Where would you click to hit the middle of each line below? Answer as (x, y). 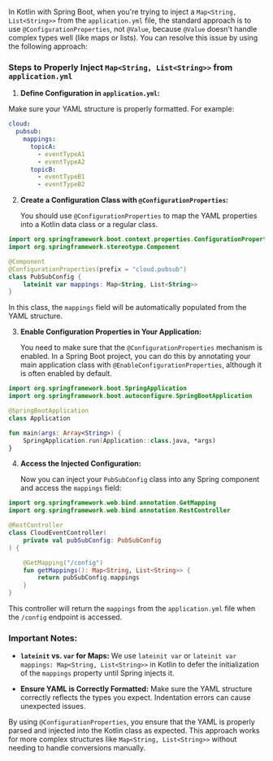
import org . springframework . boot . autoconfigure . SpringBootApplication (130, 396)
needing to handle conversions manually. (77, 748)
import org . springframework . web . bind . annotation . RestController (119, 511)
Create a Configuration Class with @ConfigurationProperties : (124, 200)
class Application (39, 418)
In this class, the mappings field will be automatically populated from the (128, 308)
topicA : (43, 147)
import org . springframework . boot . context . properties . (102, 239)
